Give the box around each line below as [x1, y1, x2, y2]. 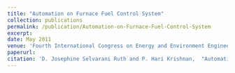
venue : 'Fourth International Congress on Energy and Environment [7, 42, 205, 49]
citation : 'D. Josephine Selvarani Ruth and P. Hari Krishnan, [7, 56, 196, 63]
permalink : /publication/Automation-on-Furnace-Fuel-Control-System [7, 23, 211, 30]
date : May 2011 [7, 36, 52, 43]
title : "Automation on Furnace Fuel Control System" [7, 10, 164, 17]
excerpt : [7, 29, 33, 37]
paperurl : [7, 49, 36, 56]
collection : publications [7, 17, 83, 24]
